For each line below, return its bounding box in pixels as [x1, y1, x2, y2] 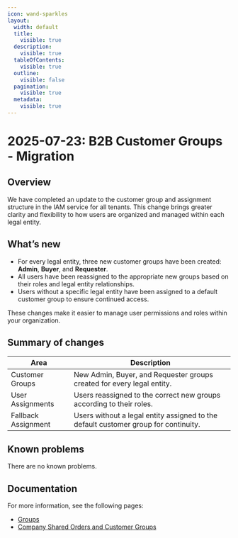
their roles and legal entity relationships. [17, 279, 135, 288]
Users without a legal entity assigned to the [74, 410, 218, 420]
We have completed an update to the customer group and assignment [7, 195, 212, 203]
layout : [7, 17, 30, 24]
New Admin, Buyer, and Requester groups [74, 369, 214, 379]
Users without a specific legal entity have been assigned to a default [17, 287, 218, 296]
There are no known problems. [7, 462, 97, 471]
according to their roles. [74, 398, 154, 408]
